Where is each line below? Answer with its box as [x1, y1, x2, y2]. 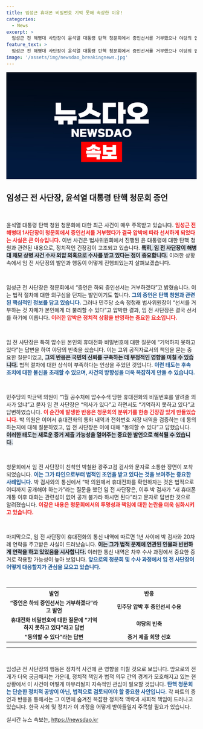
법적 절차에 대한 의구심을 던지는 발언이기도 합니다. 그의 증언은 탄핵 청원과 [12, 291, 184, 299]
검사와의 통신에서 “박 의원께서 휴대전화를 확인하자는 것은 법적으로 [40, 478, 195, 486]
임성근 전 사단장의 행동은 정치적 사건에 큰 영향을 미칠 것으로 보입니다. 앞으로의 [6, 665, 190, 672]
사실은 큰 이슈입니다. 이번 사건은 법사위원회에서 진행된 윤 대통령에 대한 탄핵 [12, 236, 190, 244]
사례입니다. [6, 478, 33, 486]
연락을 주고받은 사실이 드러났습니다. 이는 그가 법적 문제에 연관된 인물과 [12, 541, 178, 548]
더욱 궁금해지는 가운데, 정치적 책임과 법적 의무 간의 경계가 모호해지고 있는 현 [17, 673, 196, 680]
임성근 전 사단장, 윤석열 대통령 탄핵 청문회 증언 [6, 192, 168, 202]
